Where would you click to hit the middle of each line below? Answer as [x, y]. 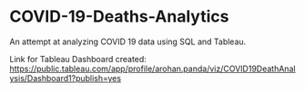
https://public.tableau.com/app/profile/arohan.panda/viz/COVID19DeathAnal [152, 69]
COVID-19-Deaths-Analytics [119, 17]
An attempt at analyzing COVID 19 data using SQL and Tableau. [128, 41]
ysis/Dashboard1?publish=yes [65, 78]
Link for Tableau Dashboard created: [78, 59]
